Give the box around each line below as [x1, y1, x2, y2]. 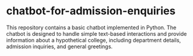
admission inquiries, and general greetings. [6, 43, 113, 50]
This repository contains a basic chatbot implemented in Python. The [6, 24, 177, 31]
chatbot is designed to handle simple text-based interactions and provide [6, 30, 187, 37]
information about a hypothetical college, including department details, [6, 36, 181, 43]
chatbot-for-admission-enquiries [6, 4, 176, 18]
